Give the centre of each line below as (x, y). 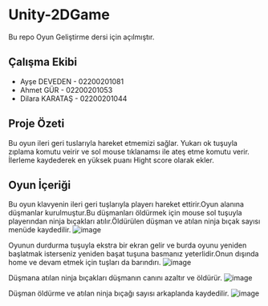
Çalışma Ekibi (43, 62)
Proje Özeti (37, 124)
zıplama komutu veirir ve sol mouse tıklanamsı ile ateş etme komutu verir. (129, 151)
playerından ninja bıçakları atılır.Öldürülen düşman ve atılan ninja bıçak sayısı (134, 221)
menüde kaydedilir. (40, 230)
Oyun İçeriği (40, 185)
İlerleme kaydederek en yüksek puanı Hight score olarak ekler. (111, 160)
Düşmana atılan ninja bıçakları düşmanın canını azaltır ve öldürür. (116, 278)
